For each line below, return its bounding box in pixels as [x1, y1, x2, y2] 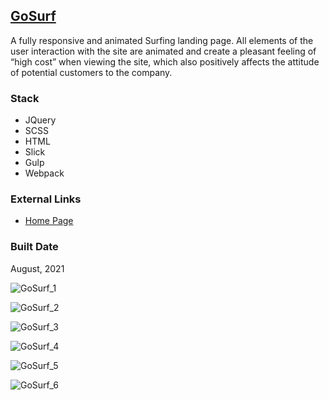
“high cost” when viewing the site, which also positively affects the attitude [10, 55, 320, 68]
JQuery [24, 114, 57, 126]
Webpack [24, 167, 65, 179]
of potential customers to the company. [10, 66, 173, 78]
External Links [10, 192, 82, 206]
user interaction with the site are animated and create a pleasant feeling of [10, 45, 317, 57]
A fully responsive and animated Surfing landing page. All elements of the [10, 34, 314, 46]
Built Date [10, 240, 59, 254]
